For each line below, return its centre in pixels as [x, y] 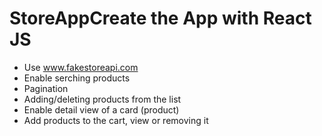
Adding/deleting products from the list [102, 99]
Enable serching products [77, 78]
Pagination [46, 88]
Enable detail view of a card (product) [101, 109]
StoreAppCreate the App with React [160, 18]
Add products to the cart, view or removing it [116, 120]
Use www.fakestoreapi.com [81, 67]
